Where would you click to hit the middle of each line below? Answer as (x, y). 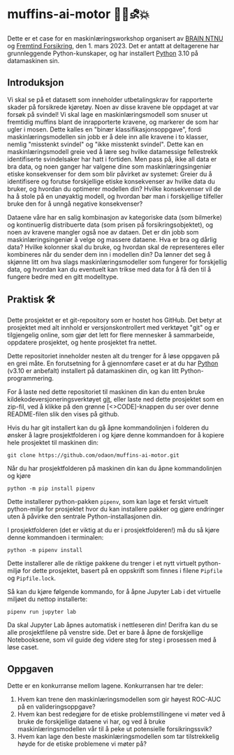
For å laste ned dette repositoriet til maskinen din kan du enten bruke (106, 391)
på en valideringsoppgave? (56, 707)
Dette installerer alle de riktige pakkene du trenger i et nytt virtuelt (102, 563)
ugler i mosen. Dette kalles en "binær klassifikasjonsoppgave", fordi (104, 129)
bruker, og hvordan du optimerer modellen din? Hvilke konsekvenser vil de (114, 189)
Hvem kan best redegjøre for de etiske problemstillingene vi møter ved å (121, 714)
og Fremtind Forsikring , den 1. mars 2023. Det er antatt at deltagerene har (113, 45)
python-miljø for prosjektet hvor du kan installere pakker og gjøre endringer (116, 509)
